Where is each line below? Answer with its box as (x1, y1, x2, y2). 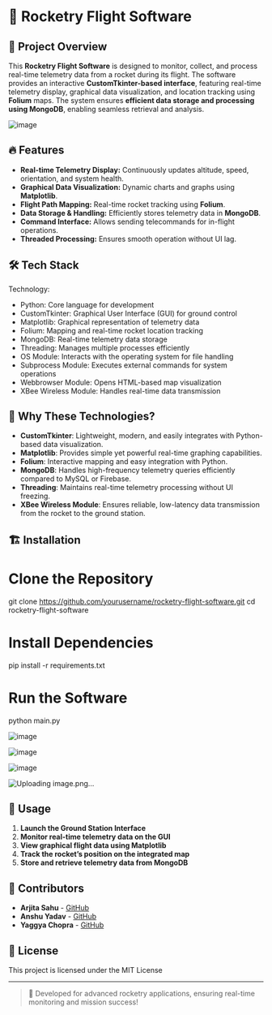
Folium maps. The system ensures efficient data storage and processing (8, 96, 255, 105)
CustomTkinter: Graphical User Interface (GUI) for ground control (19, 308, 237, 318)
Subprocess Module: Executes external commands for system (19, 360, 228, 370)
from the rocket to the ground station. (19, 509, 146, 518)
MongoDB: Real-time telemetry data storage (19, 334, 168, 344)
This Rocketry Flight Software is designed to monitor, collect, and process (8, 61, 257, 71)
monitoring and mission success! (28, 997, 139, 1007)
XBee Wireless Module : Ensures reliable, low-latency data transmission (19, 500, 261, 510)
